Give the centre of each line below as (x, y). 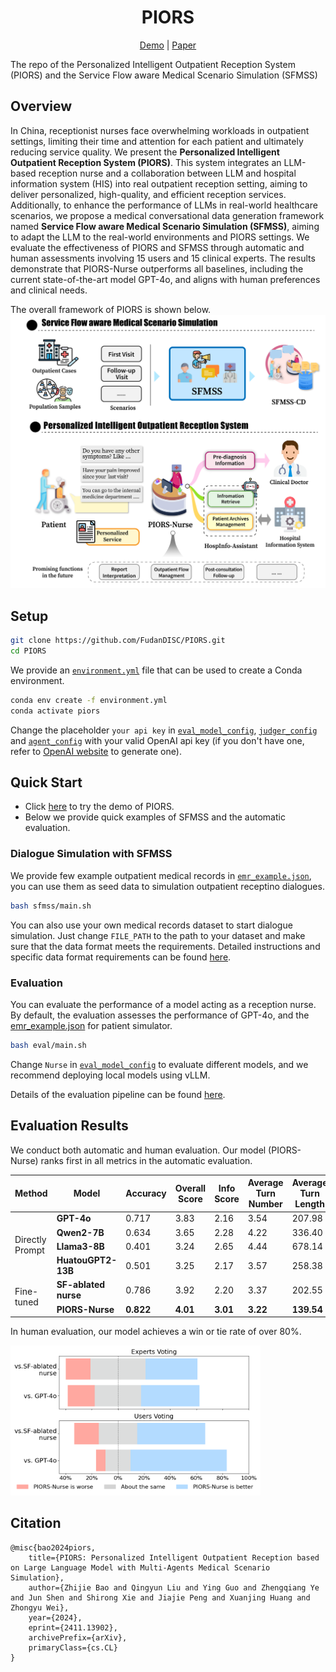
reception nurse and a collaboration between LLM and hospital (167, 173)
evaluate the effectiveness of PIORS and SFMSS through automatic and (157, 247)
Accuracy (146, 1193)
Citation (36, 1523)
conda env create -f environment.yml (89, 700)
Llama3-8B (80, 1246)
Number (265, 1204)
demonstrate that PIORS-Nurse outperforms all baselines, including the (157, 268)
